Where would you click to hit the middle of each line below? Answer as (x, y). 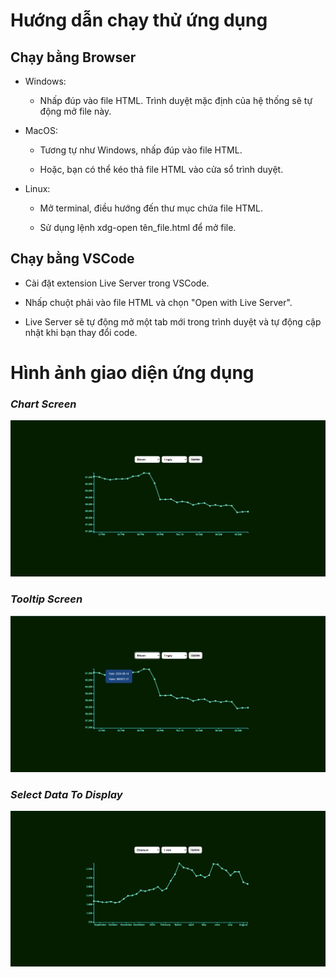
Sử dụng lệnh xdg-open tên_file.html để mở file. (138, 227)
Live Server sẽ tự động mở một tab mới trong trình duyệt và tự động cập (173, 321)
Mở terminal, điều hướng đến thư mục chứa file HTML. (151, 208)
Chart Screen (43, 404)
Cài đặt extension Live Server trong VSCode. (117, 283)
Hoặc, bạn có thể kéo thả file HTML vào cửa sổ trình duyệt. (161, 169)
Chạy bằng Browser (73, 57)
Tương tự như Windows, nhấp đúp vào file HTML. (141, 150)
